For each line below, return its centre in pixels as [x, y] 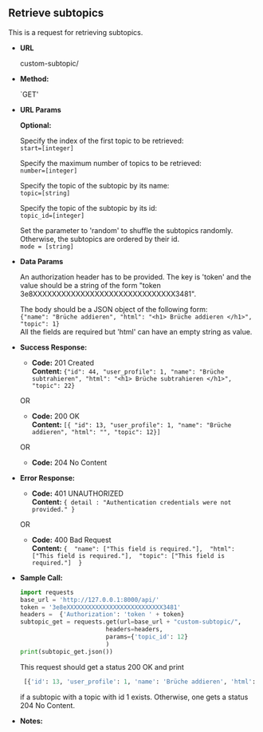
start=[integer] [47, 148]
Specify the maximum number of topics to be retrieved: [110, 163]
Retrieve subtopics [56, 13]
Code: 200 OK [55, 416]
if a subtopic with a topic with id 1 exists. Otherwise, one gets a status [134, 697]
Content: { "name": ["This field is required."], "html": [133, 548]
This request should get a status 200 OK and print [102, 667]
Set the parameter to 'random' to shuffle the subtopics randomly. [126, 230]
